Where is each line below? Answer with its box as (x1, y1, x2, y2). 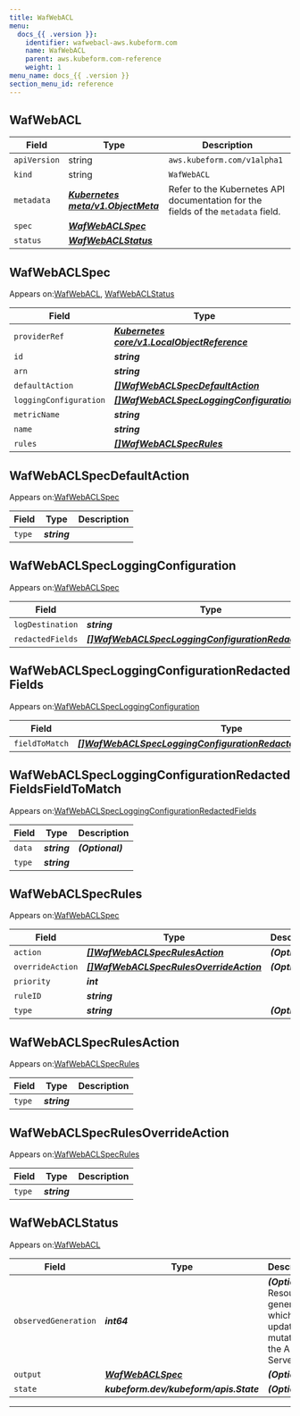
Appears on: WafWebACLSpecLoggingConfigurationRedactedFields (9, 805, 257, 816)
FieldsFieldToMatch (9, 782, 122, 797)
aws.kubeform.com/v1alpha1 (168, 155, 283, 165)
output (13, 1369, 42, 1379)
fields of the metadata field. (168, 205, 281, 218)
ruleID (13, 991, 42, 1001)
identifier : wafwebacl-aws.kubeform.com (25, 38, 178, 47)
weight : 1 (25, 63, 62, 72)
